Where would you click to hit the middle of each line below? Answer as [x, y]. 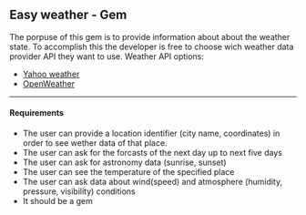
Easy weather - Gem [68, 15]
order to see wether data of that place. [95, 143]
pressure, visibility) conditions [79, 191]
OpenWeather [49, 83]
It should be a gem [58, 201]
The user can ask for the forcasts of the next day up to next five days [152, 153]
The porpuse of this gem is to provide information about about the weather [150, 36]
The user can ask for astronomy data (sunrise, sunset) [124, 162]
